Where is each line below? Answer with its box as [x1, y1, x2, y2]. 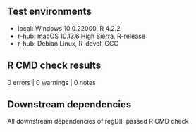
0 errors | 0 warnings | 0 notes [7, 78, 97, 86]
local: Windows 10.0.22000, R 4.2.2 [17, 24, 121, 32]
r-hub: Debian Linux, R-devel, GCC [17, 39, 118, 48]
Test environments [7, 6, 92, 18]
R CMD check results [7, 60, 102, 72]
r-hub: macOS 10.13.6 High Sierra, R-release [17, 32, 146, 40]
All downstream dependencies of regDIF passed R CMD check [7, 117, 189, 126]
